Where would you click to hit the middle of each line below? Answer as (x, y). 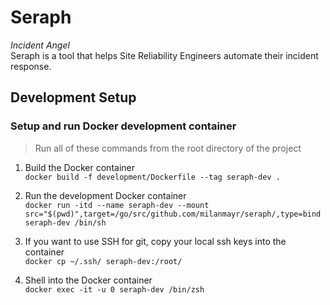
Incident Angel (40, 45)
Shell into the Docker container (88, 280)
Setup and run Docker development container (123, 126)
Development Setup (73, 97)
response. (31, 66)
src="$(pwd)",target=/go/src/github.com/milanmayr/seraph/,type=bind (173, 214)
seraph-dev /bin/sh (65, 222)
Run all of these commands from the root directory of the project (168, 148)
